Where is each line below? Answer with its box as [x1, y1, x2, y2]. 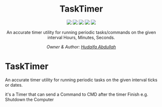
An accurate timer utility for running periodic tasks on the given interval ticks [5, 76, 158, 83]
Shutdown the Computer [5, 96, 54, 102]
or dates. [5, 82, 23, 88]
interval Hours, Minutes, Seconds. [47, 34, 115, 40]
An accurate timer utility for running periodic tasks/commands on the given [6, 29, 156, 35]
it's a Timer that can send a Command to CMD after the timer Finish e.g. [5, 91, 148, 97]
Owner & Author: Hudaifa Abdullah [46, 44, 116, 49]
